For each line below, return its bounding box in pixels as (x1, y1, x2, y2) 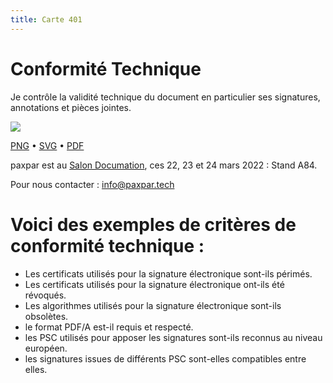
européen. (24, 342, 68, 354)
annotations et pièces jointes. (10, 101, 132, 113)
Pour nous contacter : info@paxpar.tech (10, 178, 175, 190)
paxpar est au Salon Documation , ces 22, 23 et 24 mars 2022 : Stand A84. (10, 159, 318, 171)
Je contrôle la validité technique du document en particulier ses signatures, (10, 91, 321, 103)
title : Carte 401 (10, 14, 83, 25)
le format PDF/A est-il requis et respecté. (24, 321, 194, 333)
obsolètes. (24, 310, 69, 322)
